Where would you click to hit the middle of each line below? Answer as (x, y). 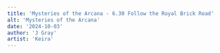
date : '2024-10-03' (35, 26)
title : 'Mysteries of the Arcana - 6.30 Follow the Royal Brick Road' (111, 13)
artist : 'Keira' (30, 39)
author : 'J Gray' (32, 33)
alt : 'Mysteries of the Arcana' (53, 20)
